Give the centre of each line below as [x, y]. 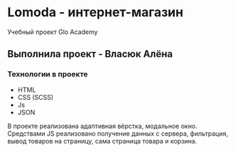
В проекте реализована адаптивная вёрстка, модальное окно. [102, 126]
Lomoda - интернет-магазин [95, 12]
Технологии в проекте [48, 74]
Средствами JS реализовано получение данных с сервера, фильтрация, [118, 133]
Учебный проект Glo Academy [53, 32]
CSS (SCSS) [35, 97]
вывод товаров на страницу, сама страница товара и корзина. [102, 141]
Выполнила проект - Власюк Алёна [90, 54]
